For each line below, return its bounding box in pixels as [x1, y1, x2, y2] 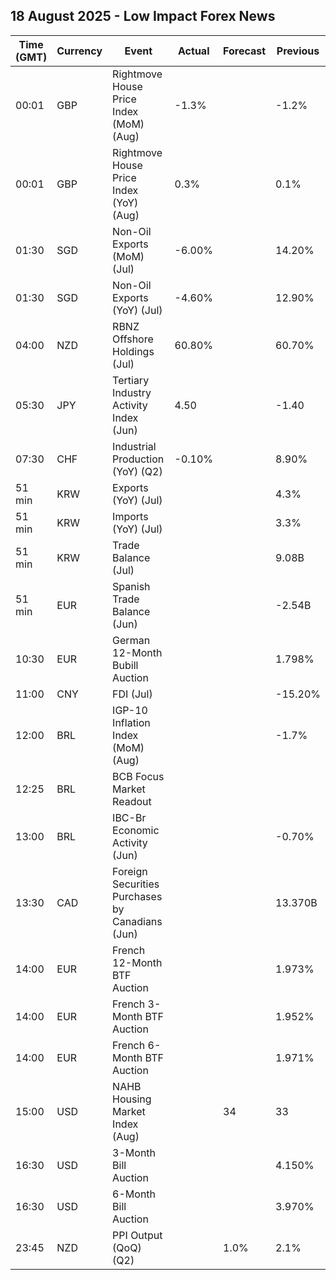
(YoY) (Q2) [112, 464, 163, 478]
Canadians [112, 914, 163, 928]
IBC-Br [112, 810, 147, 824]
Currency [56, 44, 103, 58]
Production [112, 452, 165, 466]
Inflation [112, 715, 151, 729]
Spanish [112, 579, 151, 593]
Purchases [112, 889, 163, 903]
